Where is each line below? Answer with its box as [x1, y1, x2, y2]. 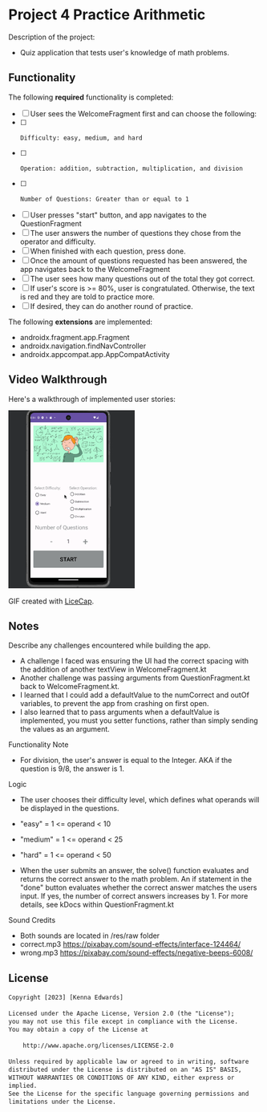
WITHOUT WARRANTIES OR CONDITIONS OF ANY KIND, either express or [8, 1073, 235, 1082]
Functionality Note [8, 740, 69, 749]
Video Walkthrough [8, 373, 107, 387]
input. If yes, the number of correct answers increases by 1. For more [19, 891, 249, 901]
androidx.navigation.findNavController [19, 341, 147, 351]
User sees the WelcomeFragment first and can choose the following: [30, 108, 257, 118]
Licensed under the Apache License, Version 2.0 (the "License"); [8, 1009, 235, 1018]
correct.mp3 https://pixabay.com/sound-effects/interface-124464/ [19, 940, 241, 949]
